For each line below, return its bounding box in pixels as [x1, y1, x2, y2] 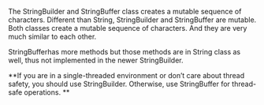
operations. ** [24, 88, 70, 97]
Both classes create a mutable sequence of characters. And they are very [8, 24, 247, 32]
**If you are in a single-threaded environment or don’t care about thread [8, 71, 245, 80]
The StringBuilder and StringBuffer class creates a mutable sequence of [8, 7, 242, 16]
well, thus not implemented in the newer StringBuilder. [8, 55, 184, 65]
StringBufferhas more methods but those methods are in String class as [8, 47, 241, 56]
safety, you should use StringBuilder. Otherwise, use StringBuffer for [8, 79, 231, 88]
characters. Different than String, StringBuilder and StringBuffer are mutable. [8, 15, 257, 24]
